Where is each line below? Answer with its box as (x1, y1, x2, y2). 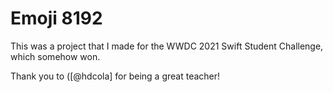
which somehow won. (10, 50, 101, 62)
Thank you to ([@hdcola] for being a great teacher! (10, 70, 221, 82)
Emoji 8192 (10, 7, 103, 30)
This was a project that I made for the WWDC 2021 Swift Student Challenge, (10, 40, 324, 52)
